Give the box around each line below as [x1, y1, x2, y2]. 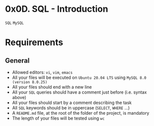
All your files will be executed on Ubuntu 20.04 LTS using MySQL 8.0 [12, 75, 147, 80]
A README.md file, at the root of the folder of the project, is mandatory [12, 110, 150, 116]
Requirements [5, 37, 63, 48]
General [5, 56, 30, 65]
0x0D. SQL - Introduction [5, 3, 108, 15]
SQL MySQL [5, 21, 24, 25]
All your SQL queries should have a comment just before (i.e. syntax [12, 89, 147, 95]
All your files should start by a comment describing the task [12, 100, 132, 105]
